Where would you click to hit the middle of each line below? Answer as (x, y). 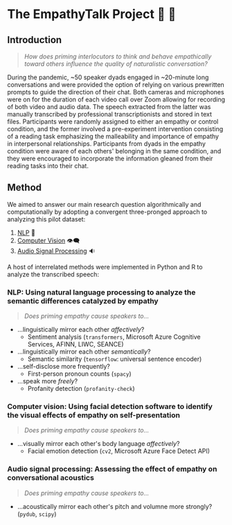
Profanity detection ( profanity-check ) (81, 389)
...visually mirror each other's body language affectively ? (98, 444)
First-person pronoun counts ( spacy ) (79, 374)
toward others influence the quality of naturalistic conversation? (116, 64)
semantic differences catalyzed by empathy (83, 301)
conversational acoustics (51, 478)
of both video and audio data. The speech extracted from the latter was (109, 107)
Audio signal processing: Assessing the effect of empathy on (112, 469)
